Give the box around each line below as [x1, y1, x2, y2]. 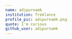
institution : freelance [5, 12, 56, 17]
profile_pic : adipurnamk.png [5, 17, 67, 22]
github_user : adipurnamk [5, 26, 58, 31]
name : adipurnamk [5, 7, 42, 13]
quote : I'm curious [5, 21, 47, 27]
